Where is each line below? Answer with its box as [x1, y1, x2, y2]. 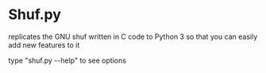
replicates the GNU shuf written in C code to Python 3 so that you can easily [8, 32, 258, 41]
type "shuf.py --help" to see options [8, 56, 127, 65]
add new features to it [8, 40, 80, 49]
